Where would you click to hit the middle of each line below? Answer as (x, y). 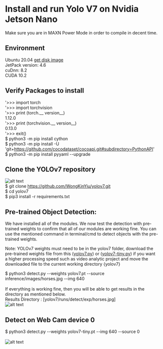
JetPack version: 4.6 (26, 65)
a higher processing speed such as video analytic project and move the (77, 259)
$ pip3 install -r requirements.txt (37, 197)
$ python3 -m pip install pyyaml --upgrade (48, 154)
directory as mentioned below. (36, 294)
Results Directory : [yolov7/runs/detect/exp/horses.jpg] (60, 299)
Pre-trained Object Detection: (51, 212)
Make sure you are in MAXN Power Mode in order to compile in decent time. (81, 33)
